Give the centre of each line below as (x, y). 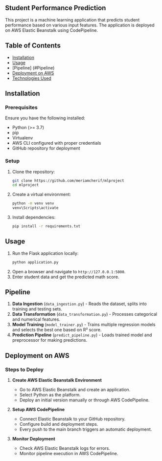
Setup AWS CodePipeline (38, 410)
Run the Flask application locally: (45, 253)
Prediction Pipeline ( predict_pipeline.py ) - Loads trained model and (82, 335)
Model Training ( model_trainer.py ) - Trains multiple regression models (84, 325)
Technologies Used (32, 78)
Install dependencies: (34, 218)
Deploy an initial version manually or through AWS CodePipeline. (84, 400)
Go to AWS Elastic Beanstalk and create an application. (75, 390)
